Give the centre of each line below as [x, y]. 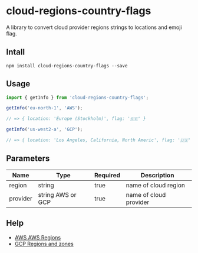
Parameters [28, 159]
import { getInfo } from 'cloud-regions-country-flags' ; [77, 98]
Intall [16, 52]
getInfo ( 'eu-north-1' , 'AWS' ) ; [44, 108]
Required [107, 175]
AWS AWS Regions [37, 237]
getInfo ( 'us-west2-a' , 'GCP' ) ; [44, 129]
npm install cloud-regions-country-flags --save [67, 66]
